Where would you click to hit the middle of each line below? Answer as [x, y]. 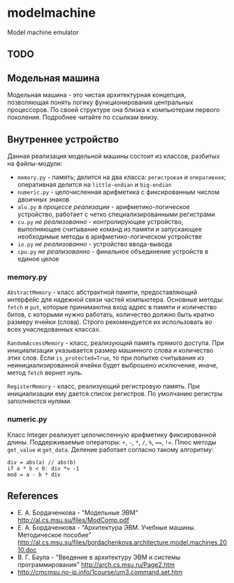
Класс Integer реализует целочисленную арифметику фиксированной [112, 435]
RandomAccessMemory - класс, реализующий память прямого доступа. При [116, 343]
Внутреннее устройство [63, 139]
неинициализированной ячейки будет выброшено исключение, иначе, [113, 365]
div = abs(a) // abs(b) [42, 462]
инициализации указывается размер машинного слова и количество [110, 351]
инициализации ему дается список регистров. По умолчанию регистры [115, 394]
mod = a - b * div [34, 475]
